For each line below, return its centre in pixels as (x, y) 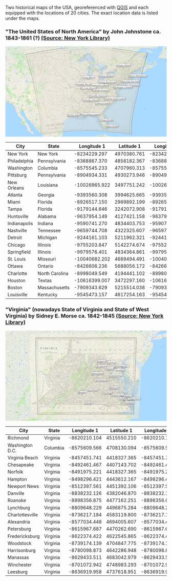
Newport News (23, 486)
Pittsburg (17, 175)
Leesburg (18, 572)
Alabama (47, 216)
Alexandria (19, 522)
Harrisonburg (21, 550)
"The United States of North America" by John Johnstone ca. (83, 31)
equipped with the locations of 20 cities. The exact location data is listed (82, 13)
